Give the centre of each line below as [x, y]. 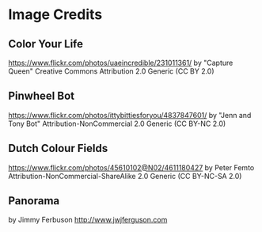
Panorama [34, 201]
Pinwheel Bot [42, 96]
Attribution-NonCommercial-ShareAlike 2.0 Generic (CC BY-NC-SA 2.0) [125, 176]
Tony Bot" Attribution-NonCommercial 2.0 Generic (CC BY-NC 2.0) [117, 124]
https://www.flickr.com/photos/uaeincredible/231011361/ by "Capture [121, 63]
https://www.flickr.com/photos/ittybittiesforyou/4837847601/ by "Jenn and [130, 115]
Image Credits [55, 15]
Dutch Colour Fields [58, 148]
